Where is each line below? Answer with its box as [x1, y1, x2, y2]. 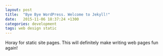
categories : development [5, 21, 57, 26]
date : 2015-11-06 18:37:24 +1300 [5, 16, 79, 21]
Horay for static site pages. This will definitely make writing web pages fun [5, 39, 159, 45]
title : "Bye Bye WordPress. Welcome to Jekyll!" [5, 12, 111, 17]
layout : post [5, 7, 32, 12]
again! [5, 45, 18, 51]
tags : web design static [5, 26, 57, 31]
